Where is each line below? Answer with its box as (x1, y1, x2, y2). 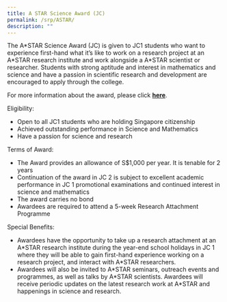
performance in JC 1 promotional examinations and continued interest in (16, 181, 220, 189)
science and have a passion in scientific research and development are (7, 71, 207, 79)
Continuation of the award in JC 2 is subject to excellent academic (16, 173, 204, 181)
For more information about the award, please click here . (7, 91, 168, 99)
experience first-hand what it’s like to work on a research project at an (7, 49, 205, 57)
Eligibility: (7, 104, 34, 113)
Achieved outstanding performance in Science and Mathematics (16, 125, 198, 134)
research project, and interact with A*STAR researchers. (16, 258, 176, 266)
